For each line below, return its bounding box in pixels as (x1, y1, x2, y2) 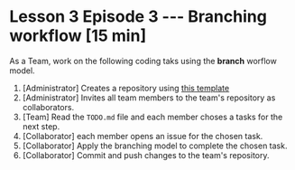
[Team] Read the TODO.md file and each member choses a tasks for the (22, 111, 283, 122)
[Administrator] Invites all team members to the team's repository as (22, 92, 276, 103)
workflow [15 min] (9, 25, 147, 46)
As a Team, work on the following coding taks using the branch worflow (9, 55, 277, 66)
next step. (22, 120, 60, 132)
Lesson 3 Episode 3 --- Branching (9, 6, 268, 27)
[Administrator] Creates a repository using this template (22, 82, 230, 93)
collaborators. (22, 101, 75, 112)
